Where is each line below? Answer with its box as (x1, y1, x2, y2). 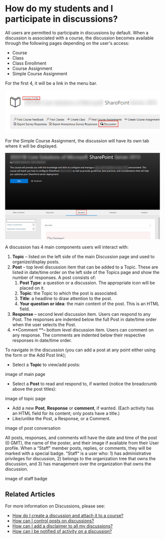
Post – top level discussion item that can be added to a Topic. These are (12, 264, 159, 270)
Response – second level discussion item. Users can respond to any (12, 311, 151, 317)
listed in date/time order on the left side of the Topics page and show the (12, 269, 160, 275)
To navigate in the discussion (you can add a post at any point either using (5, 347, 156, 353)
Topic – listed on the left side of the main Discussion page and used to (12, 254, 155, 260)
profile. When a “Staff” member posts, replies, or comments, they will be (5, 445, 152, 451)
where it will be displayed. (5, 143, 58, 149)
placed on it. (19, 285, 45, 291)
